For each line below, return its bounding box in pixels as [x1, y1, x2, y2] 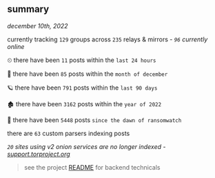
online [7, 42, 25, 50]
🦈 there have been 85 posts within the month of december [7, 70, 168, 78]
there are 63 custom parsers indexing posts [7, 129, 130, 137]
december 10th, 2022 [7, 21, 68, 30]
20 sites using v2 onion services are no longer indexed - [7, 142, 166, 150]
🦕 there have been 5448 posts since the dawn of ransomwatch [7, 115, 182, 124]
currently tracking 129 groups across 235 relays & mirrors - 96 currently [7, 35, 208, 43]
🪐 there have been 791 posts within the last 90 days [7, 83, 158, 92]
